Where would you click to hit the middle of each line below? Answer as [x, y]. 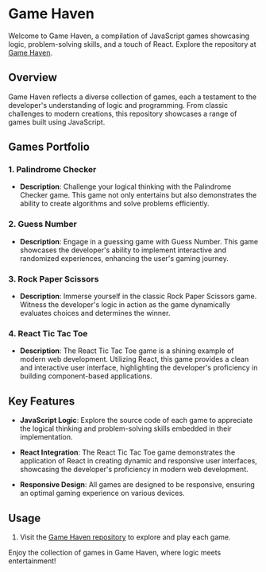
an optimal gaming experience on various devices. [102, 493]
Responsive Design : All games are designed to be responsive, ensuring [137, 485]
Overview [33, 77]
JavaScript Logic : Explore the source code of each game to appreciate [136, 420]
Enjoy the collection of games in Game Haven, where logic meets [115, 552]
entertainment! [33, 561]
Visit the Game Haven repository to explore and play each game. [125, 537]
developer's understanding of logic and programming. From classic [118, 105]
